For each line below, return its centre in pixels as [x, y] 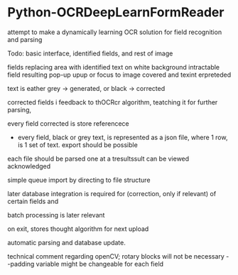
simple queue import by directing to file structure [79, 180]
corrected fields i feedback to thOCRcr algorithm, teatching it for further [113, 102]
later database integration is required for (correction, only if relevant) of [112, 193]
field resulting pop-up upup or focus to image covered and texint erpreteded [119, 75]
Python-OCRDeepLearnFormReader [116, 12]
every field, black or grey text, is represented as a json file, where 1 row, [123, 137]
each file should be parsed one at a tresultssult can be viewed [98, 158]
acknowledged [29, 166]
